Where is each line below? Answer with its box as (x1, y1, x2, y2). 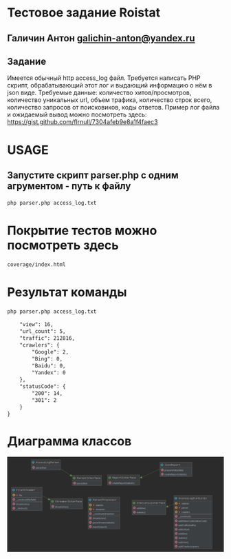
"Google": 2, (32, 349, 69, 356)
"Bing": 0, (32, 356, 63, 363)
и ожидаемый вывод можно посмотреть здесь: (7, 110, 147, 119)
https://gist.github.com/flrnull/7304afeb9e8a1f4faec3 (7, 118, 158, 126)
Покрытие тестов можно (7, 223, 157, 238)
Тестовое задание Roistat (7, 5, 161, 21)
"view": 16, (19, 321, 54, 328)
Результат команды (7, 284, 127, 300)
